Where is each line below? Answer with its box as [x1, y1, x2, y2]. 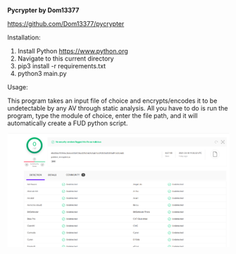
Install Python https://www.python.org [17, 47, 128, 55]
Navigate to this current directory [17, 54, 114, 63]
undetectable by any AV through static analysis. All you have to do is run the [7, 104, 228, 112]
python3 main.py [17, 70, 67, 77]
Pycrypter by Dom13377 [7, 6, 80, 14]
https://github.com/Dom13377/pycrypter [7, 20, 125, 27]
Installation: [7, 33, 41, 42]
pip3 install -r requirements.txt [17, 62, 106, 70]
